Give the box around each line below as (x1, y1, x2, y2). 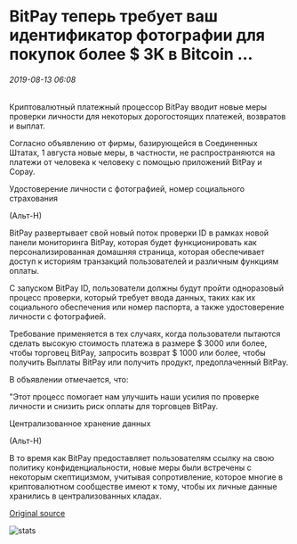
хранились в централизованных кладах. (9, 490, 162, 501)
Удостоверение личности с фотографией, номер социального (9, 184, 245, 194)
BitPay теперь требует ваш (9, 6, 218, 27)
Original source (9, 508, 66, 519)
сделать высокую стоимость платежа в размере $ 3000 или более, (9, 338, 268, 349)
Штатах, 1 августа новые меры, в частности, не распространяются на (9, 147, 276, 158)
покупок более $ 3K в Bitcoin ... (9, 45, 253, 64)
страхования (9, 194, 59, 204)
